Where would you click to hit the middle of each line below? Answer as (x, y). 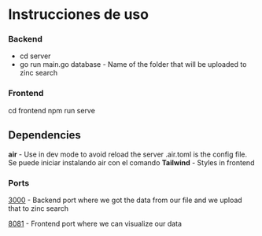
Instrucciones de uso (79, 15)
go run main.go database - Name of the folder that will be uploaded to (133, 65)
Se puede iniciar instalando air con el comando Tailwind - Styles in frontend (131, 162)
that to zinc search (39, 208)
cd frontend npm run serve (52, 110)
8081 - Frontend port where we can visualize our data (95, 223)
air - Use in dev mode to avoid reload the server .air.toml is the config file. (128, 154)
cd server (35, 56)
